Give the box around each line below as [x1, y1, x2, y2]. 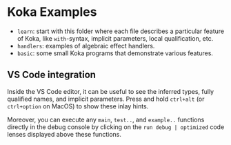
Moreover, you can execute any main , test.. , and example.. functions [7, 115, 205, 124]
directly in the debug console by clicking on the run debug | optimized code [7, 122, 225, 131]
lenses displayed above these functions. [7, 130, 122, 138]
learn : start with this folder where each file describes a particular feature [17, 27, 225, 35]
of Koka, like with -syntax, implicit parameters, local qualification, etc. [17, 34, 214, 42]
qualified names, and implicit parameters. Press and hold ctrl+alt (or [7, 95, 205, 103]
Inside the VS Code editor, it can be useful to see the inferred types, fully [7, 87, 214, 95]
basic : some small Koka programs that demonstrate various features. [17, 49, 214, 57]
